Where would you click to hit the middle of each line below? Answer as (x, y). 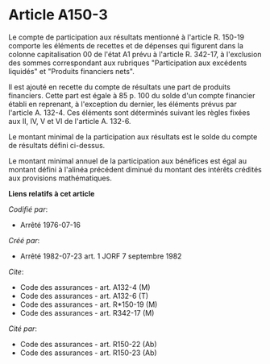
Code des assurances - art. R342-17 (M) (87, 312)
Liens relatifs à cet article (52, 193)
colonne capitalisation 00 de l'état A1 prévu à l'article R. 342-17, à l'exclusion (135, 54)
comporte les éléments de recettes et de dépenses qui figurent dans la (126, 45)
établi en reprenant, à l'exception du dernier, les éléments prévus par (123, 104)
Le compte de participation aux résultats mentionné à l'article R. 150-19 (127, 37)
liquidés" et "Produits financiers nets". (71, 71)
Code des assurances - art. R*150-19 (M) (89, 304)
